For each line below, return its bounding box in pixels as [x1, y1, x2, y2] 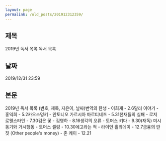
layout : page [5, 7, 32, 12]
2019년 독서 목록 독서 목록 [5, 46, 56, 52]
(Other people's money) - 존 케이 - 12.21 [10, 130, 91, 136]
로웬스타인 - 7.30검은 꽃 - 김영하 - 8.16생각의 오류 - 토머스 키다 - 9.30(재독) [5, 118, 153, 124]
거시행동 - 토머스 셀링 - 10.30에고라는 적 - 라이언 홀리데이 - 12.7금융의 [18, 124, 156, 130]
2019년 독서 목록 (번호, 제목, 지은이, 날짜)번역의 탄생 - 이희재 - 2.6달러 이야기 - [5, 105, 159, 111]
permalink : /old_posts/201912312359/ [5, 12, 83, 17]
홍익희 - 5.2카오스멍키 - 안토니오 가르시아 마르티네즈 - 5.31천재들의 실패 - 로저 [5, 111, 158, 117]
